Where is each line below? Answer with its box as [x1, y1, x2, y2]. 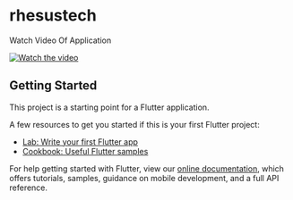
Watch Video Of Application [9, 35, 112, 46]
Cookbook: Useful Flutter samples [22, 146, 149, 156]
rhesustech [9, 5, 97, 26]
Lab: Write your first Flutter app [22, 136, 139, 147]
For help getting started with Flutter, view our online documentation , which [9, 162, 285, 174]
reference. [9, 182, 47, 193]
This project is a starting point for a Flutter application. [9, 102, 210, 112]
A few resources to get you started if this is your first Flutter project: [9, 119, 260, 129]
